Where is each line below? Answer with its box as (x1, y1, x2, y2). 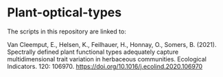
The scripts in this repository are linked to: (7, 27, 127, 35)
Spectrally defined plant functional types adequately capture (7, 48, 179, 56)
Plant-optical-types (7, 5, 122, 20)
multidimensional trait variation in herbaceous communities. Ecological (7, 55, 207, 63)
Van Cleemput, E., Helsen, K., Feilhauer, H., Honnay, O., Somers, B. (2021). (7, 40, 217, 48)
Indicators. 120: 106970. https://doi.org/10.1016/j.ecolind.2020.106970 (7, 62, 203, 70)
